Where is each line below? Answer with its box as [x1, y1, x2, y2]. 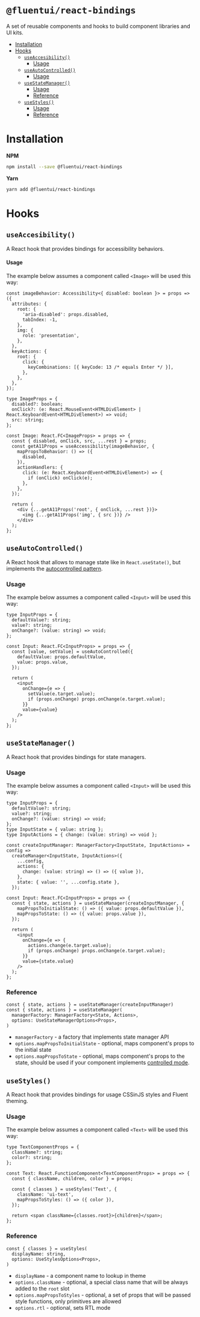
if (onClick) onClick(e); [28, 475, 93, 481]
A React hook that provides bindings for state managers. [6, 753, 146, 761]
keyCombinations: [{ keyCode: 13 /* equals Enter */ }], [28, 364, 173, 370]
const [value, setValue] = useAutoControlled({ [11, 649, 134, 655]
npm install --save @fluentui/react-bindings [6, 163, 122, 170]
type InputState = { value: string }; [6, 826, 104, 833]
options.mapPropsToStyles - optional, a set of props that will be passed [14, 1291, 191, 1298]
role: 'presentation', [22, 332, 80, 339]
